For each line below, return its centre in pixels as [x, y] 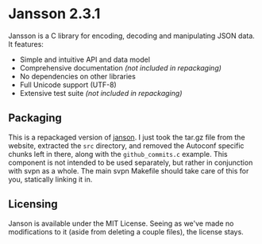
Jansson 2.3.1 [54, 14]
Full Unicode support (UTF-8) [68, 85]
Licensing [33, 204]
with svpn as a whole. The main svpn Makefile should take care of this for [129, 170]
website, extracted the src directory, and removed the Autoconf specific [126, 145]
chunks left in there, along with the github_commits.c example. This [118, 154]
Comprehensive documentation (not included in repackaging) [121, 67]
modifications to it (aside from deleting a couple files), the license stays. [126, 231]
